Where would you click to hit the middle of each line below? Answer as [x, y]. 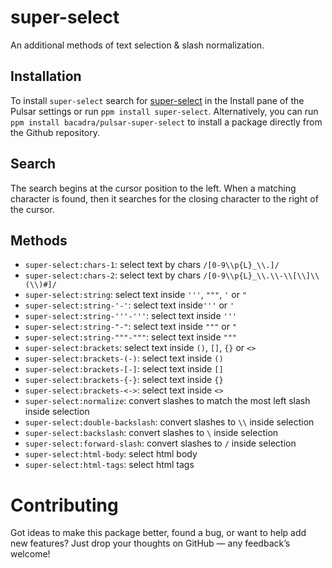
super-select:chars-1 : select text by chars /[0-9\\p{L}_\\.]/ [152, 265]
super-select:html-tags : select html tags [109, 465]
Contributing [64, 505]
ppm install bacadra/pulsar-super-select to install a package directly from [166, 122]
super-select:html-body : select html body [111, 454]
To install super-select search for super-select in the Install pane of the [157, 100]
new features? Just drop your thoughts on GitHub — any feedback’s [150, 543]
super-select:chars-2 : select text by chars [113, 275]
